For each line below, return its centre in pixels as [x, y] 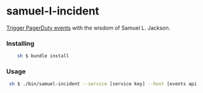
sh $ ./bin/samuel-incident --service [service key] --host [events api [103, 84]
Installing [20, 43]
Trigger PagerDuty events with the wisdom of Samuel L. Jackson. [88, 28]
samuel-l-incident [53, 11]
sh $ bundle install [43, 56]
